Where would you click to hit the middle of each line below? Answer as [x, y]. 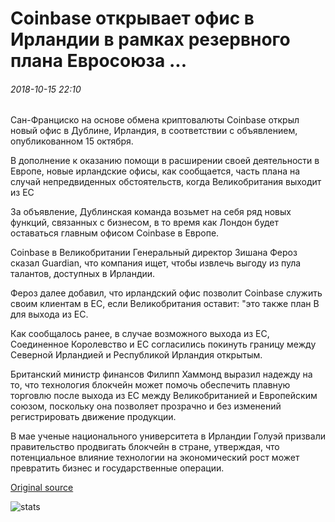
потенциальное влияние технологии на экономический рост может [155, 458]
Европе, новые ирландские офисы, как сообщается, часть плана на [155, 171]
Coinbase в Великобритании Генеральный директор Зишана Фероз [154, 253]
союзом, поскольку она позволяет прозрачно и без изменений [146, 406]
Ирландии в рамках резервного [150, 39]
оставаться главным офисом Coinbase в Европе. [115, 233]
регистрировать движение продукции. [93, 417]
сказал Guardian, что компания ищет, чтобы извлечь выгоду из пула [156, 263]
